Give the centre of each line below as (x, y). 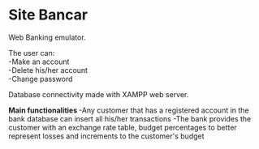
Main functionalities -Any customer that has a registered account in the (129, 110)
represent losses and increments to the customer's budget (106, 136)
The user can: (32, 53)
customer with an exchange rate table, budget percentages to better (123, 127)
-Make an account (39, 62)
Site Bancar (48, 15)
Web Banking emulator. (47, 37)
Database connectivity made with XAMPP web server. (99, 94)
